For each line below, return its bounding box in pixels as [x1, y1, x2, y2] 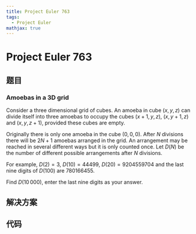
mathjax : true [6, 25, 41, 31]
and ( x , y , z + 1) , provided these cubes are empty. [6, 119, 126, 127]
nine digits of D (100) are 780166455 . [6, 167, 95, 174]
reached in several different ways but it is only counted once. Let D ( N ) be [6, 143, 185, 150]
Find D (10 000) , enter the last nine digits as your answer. [6, 179, 143, 186]
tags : [6, 14, 19, 20]
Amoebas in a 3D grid [6, 93, 69, 101]
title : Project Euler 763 [6, 8, 70, 15]
